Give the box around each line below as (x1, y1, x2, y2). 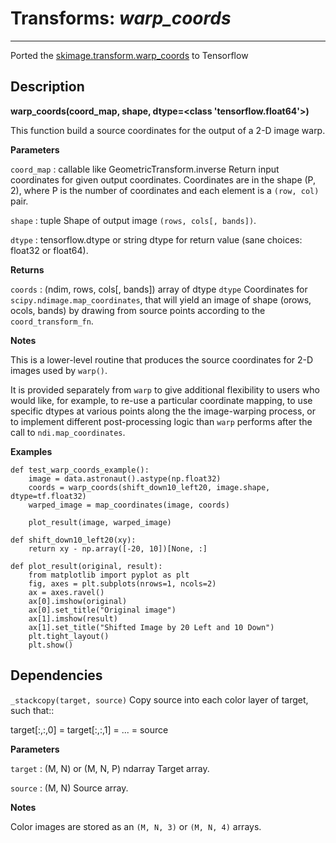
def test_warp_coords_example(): (10, 465, 150, 475)
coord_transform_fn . (10, 315, 94, 327)
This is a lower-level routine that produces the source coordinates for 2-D (10, 353, 314, 366)
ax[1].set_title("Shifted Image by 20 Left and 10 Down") (28, 622, 275, 632)
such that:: (10, 704, 55, 716)
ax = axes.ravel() (28, 587, 105, 597)
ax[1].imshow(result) (28, 613, 118, 624)
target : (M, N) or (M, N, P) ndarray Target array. (10, 762, 210, 774)
